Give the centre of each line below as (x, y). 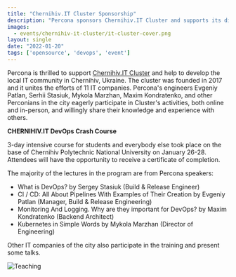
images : (19, 27)
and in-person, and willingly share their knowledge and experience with (111, 110)
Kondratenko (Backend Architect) (66, 216)
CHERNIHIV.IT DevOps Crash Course (62, 131)
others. (18, 117)
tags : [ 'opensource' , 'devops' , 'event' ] (69, 53)
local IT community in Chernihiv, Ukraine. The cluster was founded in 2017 (115, 80)
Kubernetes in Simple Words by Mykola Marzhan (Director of (105, 224)
